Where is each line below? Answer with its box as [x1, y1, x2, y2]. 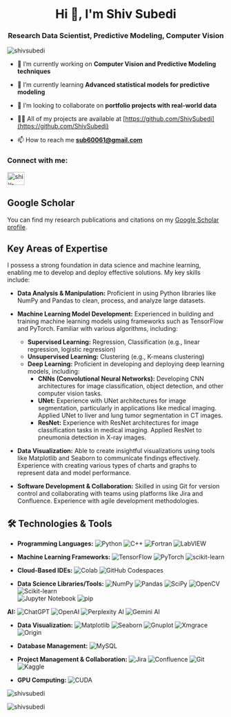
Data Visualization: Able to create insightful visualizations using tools [17, 447, 215, 455]
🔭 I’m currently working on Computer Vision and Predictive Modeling [17, 60, 217, 68]
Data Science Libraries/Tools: [17, 580, 104, 588]
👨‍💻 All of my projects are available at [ [17, 115, 125, 123]
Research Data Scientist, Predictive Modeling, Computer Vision [8, 31, 224, 41]
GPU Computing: [17, 676, 67, 685]
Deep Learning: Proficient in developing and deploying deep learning [27, 360, 225, 368]
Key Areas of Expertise [7, 242, 108, 254]
